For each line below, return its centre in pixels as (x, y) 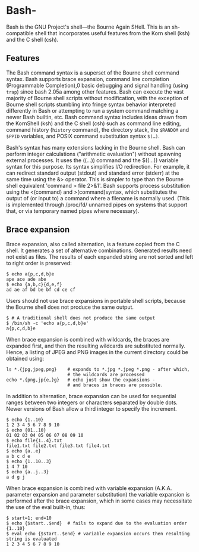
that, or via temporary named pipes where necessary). (73, 211)
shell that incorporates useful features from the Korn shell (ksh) (112, 33)
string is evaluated (32, 539)
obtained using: (25, 358)
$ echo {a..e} (24, 451)
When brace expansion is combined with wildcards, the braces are (88, 339)
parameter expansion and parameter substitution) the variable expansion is (98, 494)
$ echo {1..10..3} (29, 461)
